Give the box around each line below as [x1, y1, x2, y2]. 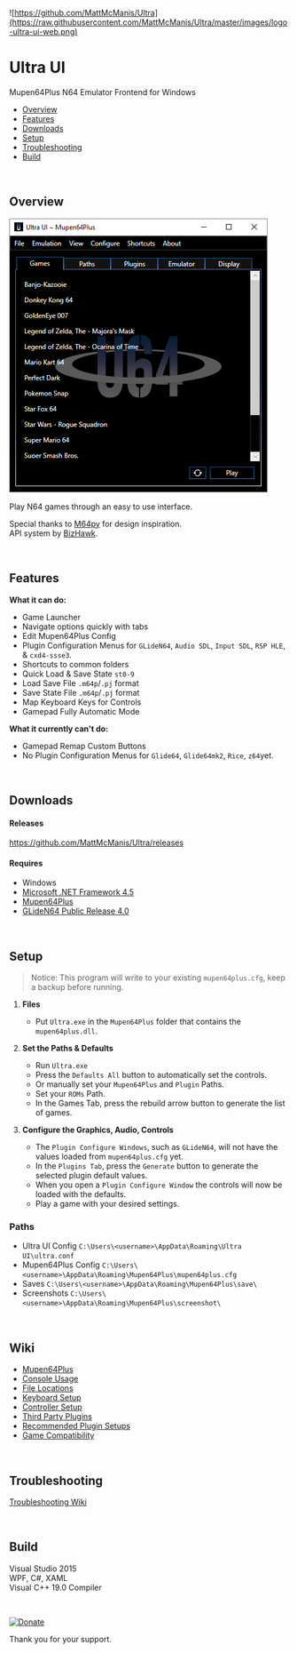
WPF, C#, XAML [9, 1572, 68, 1583]
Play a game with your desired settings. [35, 1199, 180, 1210]
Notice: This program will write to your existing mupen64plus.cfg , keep [30, 972, 286, 983]
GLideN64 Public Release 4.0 [21, 906, 130, 916]
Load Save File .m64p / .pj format [21, 677, 139, 688]
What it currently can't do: [9, 723, 109, 734]
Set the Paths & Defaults [21, 1043, 113, 1054]
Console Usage [21, 1373, 79, 1385]
